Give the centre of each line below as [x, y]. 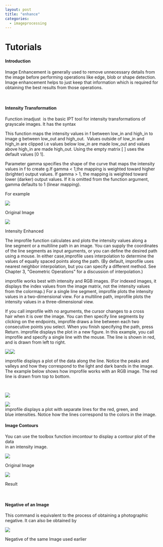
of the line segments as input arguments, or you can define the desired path [81, 251]
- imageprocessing [28, 23]
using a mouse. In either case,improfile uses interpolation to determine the [80, 256]
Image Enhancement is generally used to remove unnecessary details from [80, 72]
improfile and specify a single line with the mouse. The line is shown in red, [80, 337]
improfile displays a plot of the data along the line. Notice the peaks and [77, 361]
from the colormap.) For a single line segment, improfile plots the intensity [79, 291]
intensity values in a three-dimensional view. [49, 302]
